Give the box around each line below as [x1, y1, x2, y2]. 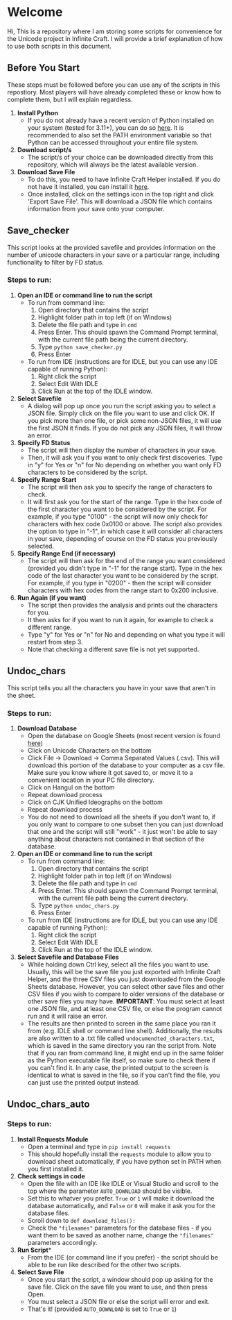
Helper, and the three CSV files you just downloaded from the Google [27, 975, 226, 983]
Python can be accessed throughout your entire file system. [27, 138, 199, 147]
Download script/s [17, 145, 72, 153]
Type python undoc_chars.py [37, 901, 120, 910]
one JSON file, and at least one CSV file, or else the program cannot [27, 1004, 222, 1012]
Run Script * [17, 1246, 52, 1254]
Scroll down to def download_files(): [27, 1216, 136, 1224]
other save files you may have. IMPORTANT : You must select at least [27, 997, 225, 1005]
